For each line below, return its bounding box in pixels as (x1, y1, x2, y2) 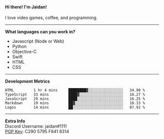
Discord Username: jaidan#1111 (5, 123, 67, 129)
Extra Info (5, 118, 25, 124)
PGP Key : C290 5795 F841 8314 (5, 129, 69, 135)
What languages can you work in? (5, 29, 76, 35)
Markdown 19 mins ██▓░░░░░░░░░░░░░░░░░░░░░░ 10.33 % (5, 101, 145, 106)
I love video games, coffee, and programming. (5, 15, 98, 21)
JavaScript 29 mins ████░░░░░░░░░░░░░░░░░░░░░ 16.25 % (5, 96, 145, 101)
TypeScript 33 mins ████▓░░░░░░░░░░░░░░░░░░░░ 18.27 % (5, 92, 145, 97)
